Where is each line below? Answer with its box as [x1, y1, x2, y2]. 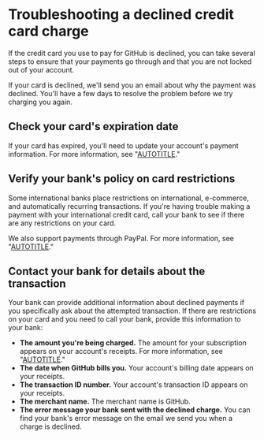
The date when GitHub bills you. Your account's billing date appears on [19, 363, 254, 373]
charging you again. [8, 97, 73, 106]
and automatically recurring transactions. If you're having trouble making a [8, 201, 251, 210]
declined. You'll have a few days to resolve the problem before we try [8, 88, 233, 98]
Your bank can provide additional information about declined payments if [8, 298, 245, 307]
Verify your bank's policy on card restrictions [8, 172, 236, 186]
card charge [8, 22, 89, 40]
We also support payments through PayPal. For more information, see [8, 233, 235, 243]
